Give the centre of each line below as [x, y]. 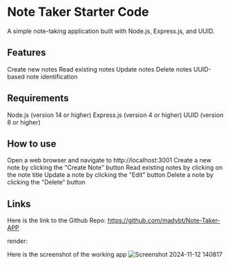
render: [18, 241]
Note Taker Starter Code [78, 12]
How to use [32, 144]
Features [27, 53]
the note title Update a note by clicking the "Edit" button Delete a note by [110, 175]
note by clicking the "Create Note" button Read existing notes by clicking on [115, 168]
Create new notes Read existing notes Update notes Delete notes [100, 69]
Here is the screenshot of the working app [67, 255]
